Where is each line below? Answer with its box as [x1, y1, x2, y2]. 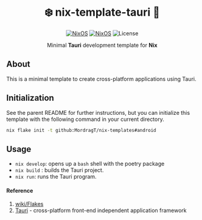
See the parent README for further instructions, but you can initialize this [6, 109, 190, 116]
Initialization [6, 93, 55, 103]
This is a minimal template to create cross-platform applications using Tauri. [6, 75, 197, 83]
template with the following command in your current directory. [6, 115, 164, 123]
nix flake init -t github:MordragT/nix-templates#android [6, 127, 156, 133]
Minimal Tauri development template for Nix [47, 41, 158, 49]
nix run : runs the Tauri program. [15, 173, 97, 180]
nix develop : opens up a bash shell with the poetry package [15, 160, 165, 168]
